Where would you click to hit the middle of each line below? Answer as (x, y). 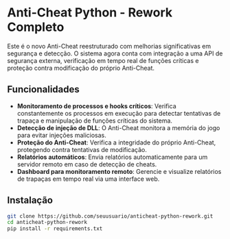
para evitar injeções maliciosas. (61, 135)
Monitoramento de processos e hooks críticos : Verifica (96, 106)
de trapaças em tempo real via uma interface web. (88, 179)
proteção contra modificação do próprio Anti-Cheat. (81, 68)
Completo (36, 27)
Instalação (30, 200)
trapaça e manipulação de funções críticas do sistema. (95, 121)
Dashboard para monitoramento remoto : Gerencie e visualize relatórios (119, 171)
